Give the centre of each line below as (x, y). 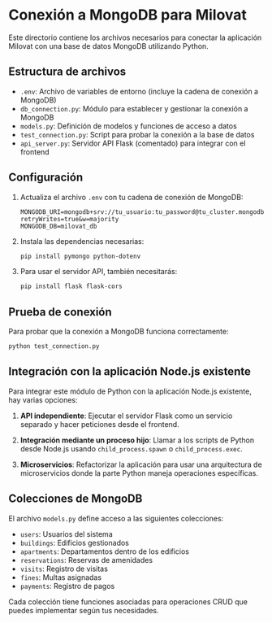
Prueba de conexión (60, 312)
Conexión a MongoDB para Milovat (128, 15)
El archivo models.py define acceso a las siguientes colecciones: (116, 518)
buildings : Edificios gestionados (75, 542)
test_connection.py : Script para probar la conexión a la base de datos (137, 134)
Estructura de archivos (67, 72)
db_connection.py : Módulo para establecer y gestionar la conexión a (134, 108)
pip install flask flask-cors (71, 286)
